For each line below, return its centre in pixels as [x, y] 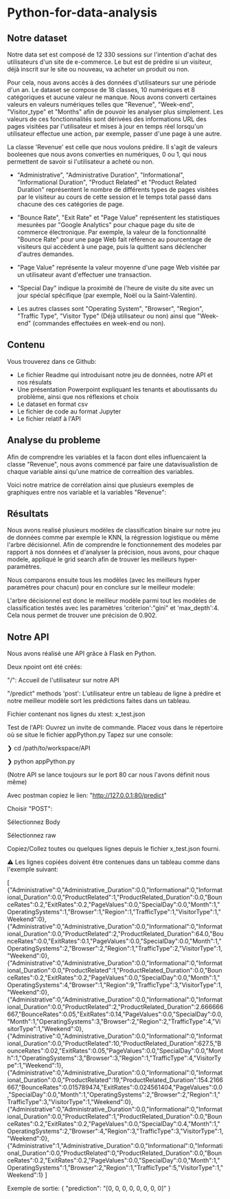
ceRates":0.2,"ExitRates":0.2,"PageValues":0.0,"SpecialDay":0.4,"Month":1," [114, 1124]
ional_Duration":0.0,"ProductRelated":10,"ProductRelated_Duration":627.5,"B [114, 1044]
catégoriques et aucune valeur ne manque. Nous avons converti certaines [112, 97]
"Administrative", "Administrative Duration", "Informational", [101, 175]
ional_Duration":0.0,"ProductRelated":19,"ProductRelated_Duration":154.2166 [115, 1080]
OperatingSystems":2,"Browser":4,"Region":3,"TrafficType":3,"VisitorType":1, [115, 1131]
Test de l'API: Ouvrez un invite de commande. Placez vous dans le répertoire [115, 728]
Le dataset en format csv [52, 404]
